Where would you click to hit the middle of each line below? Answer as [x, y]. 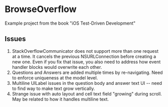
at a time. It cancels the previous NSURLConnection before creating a [84, 56]
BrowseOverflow [41, 9]
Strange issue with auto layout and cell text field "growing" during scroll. [87, 93]
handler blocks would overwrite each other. [57, 67]
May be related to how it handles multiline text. [60, 99]
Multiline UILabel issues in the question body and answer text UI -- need [87, 83]
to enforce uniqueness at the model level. [55, 78]
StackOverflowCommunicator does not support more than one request [85, 51]
